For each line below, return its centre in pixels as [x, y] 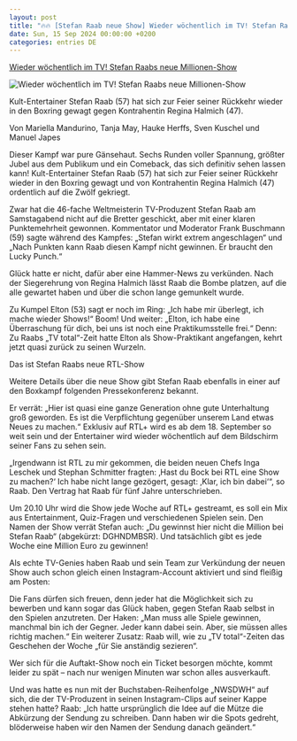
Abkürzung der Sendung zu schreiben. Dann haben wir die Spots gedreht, [144, 718]
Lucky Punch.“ [36, 257]
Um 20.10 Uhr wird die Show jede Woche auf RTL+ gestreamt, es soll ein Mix [148, 508]
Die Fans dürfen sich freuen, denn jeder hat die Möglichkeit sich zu [131, 599]
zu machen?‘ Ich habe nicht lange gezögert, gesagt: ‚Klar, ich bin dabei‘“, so [147, 482]
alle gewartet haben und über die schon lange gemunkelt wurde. [127, 292]
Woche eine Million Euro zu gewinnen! [79, 546]
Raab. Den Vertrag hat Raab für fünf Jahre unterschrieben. [116, 491]
